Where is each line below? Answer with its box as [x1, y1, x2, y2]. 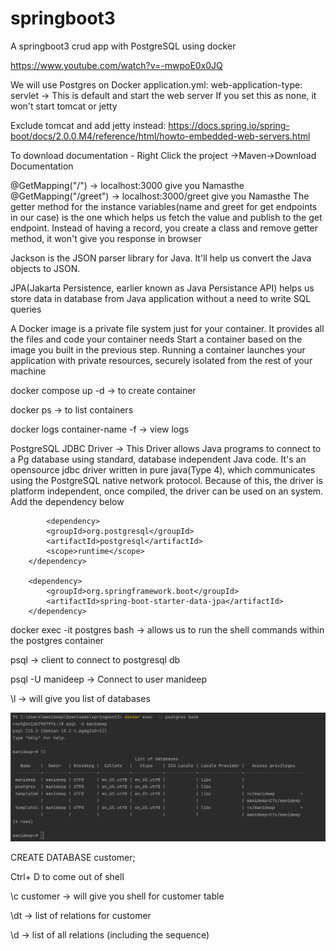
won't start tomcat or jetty [10, 100, 118, 112]
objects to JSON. [10, 262, 81, 274]
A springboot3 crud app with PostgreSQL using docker [10, 40, 237, 52]
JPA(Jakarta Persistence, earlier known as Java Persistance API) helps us [10, 282, 315, 294]
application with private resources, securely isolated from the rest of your [10, 354, 313, 366]
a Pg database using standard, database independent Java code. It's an [10, 453, 307, 465]
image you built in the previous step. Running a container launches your [10, 343, 306, 356]
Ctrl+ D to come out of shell [10, 871, 125, 883]
